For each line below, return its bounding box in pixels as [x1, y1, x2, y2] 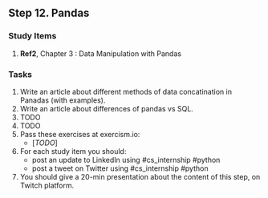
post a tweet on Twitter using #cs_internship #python [31, 164, 209, 173]
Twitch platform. [19, 180, 75, 190]
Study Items [8, 30, 57, 42]
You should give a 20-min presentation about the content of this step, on [19, 172, 261, 181]
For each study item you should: [19, 146, 127, 156]
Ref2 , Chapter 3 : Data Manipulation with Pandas [19, 48, 182, 59]
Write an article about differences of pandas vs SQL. [19, 103, 194, 113]
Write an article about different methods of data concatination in [19, 87, 233, 96]
